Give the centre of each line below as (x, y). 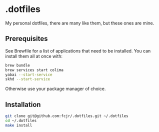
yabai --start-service (29, 74)
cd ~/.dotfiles (21, 120)
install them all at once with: (34, 56)
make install (19, 125)
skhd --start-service (28, 79)
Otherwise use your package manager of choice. (55, 89)
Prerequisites (26, 39)
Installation (23, 104)
